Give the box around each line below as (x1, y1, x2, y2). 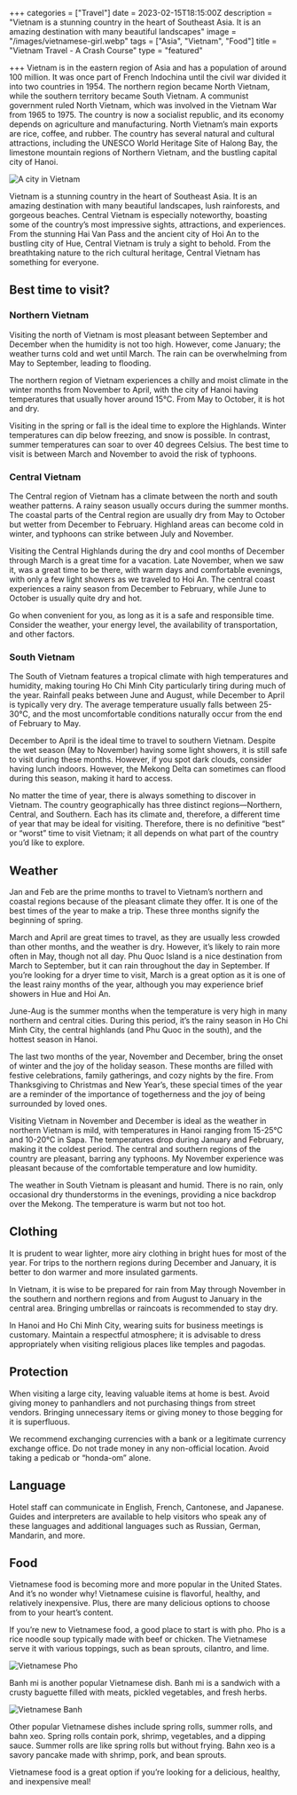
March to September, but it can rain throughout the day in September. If (9, 960, 270, 971)
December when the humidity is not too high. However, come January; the (9, 339, 281, 349)
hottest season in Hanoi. (9, 1034, 98, 1045)
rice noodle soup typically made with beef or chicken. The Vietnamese (9, 1634, 268, 1644)
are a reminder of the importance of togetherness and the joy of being (9, 1089, 266, 1100)
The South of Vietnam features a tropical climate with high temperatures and (9, 671, 289, 682)
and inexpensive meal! (9, 1776, 91, 1787)
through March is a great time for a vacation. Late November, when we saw (9, 554, 284, 566)
